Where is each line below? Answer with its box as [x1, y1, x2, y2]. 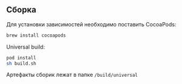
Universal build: [6, 43, 45, 50]
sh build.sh [6, 60, 36, 67]
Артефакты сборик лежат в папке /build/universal [6, 71, 138, 79]
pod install [6, 55, 36, 61]
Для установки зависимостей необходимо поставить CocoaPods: [6, 20, 177, 28]
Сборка [6, 5, 36, 15]
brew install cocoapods [6, 32, 67, 38]
